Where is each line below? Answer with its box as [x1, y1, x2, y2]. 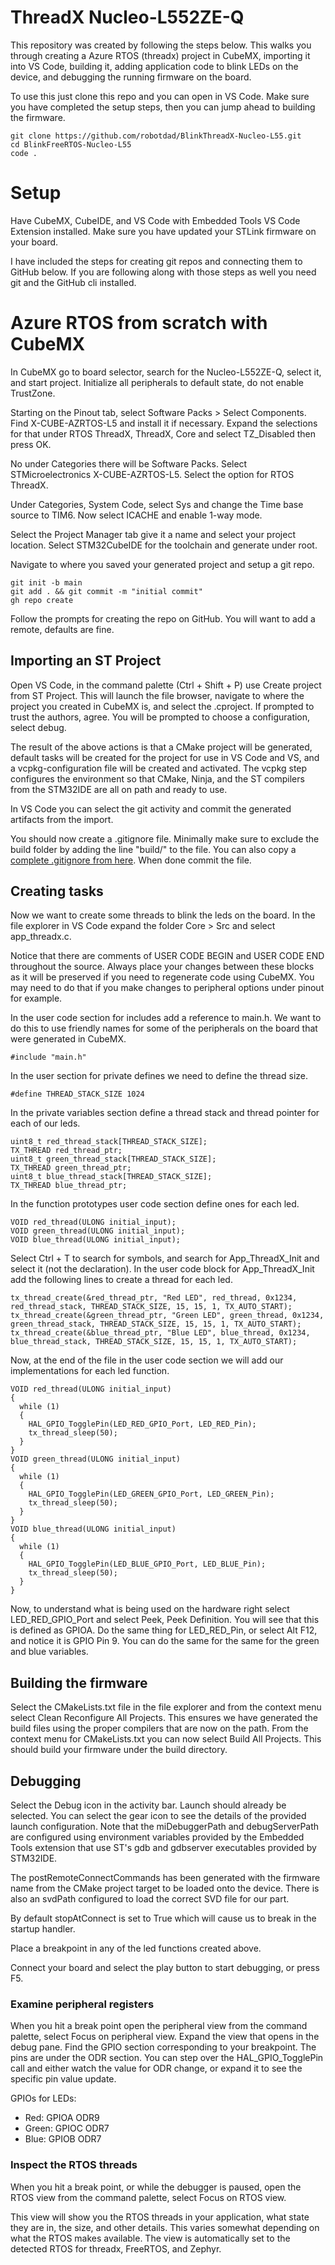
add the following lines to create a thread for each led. [10, 1274, 233, 1286]
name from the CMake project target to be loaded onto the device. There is [10, 1882, 320, 1895]
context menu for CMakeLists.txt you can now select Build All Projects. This [10, 1733, 322, 1745]
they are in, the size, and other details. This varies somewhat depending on [10, 2221, 320, 2233]
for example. [10, 992, 63, 1005]
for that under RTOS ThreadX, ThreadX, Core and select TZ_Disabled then [10, 427, 316, 440]
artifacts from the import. [10, 813, 114, 825]
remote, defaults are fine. [10, 623, 115, 635]
